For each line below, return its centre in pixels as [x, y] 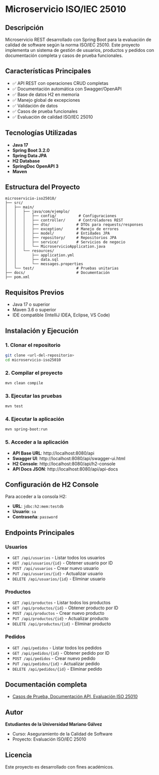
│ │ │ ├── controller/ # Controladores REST [64, 221]
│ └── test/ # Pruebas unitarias [62, 268]
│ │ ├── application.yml [40, 256]
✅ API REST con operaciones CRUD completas [60, 83]
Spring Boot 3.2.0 [31, 150]
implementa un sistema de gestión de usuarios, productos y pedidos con [80, 50]
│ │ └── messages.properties [44, 264]
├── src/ [14, 203]
